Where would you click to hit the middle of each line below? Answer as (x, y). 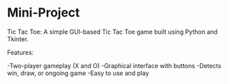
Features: (21, 52)
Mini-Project (44, 13)
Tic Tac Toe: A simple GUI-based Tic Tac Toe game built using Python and (112, 32)
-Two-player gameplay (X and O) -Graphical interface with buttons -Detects (114, 65)
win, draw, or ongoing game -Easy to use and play (78, 73)
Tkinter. (18, 39)
